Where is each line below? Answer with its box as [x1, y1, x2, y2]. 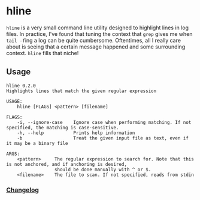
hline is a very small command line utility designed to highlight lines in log [6, 24, 189, 31]
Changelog [6, 186, 39, 194]
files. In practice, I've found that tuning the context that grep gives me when [6, 30, 193, 37]
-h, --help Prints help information [17, 130, 135, 136]
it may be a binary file [6, 140, 68, 146]
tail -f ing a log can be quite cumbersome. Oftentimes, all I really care [6, 37, 181, 44]
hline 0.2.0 [6, 83, 36, 89]
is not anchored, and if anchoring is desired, [6, 161, 128, 167]
